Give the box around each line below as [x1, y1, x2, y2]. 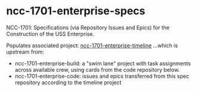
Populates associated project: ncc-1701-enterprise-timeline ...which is [6, 42, 178, 49]
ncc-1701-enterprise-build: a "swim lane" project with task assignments [14, 60, 191, 67]
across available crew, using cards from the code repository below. [14, 66, 180, 73]
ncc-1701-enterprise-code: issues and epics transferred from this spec [14, 72, 189, 79]
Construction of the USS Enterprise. [6, 30, 94, 37]
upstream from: [6, 48, 45, 55]
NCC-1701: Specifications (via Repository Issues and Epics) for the [6, 24, 170, 31]
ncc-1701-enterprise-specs [6, 4, 146, 18]
